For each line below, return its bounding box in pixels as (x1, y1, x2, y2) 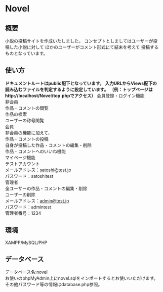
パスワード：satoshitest (5, 173, 53, 179)
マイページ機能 (5, 154, 36, 160)
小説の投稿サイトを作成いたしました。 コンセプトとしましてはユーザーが (5, 38, 153, 44)
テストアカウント (5, 160, 40, 166)
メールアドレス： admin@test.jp (5, 197, 69, 203)
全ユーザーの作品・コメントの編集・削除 (5, 185, 87, 191)
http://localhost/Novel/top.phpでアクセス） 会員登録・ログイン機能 (5, 93, 145, 98)
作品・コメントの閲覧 (5, 105, 48, 111)
